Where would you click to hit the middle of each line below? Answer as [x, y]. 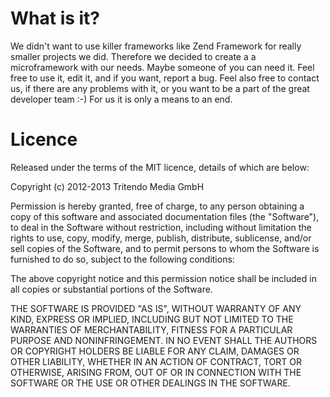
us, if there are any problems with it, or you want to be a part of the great [160, 88]
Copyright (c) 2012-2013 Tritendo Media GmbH [107, 186]
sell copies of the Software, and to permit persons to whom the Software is [165, 248]
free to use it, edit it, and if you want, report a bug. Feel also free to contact [165, 78]
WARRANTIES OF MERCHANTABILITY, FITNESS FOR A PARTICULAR [151, 329]
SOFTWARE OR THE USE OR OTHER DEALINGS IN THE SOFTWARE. [150, 383]
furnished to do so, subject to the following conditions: [122, 259]
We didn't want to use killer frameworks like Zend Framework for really [156, 46]
